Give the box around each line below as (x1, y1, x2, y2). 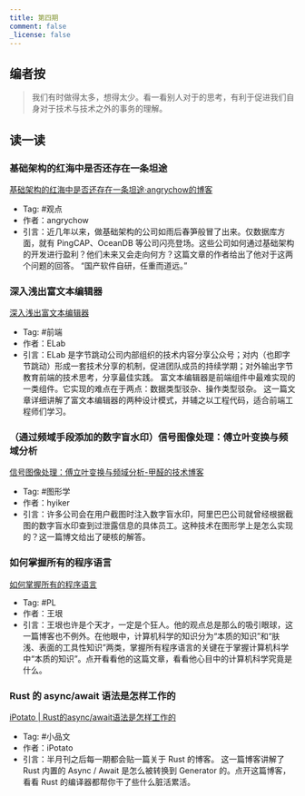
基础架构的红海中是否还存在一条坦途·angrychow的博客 (9, 183, 213, 195)
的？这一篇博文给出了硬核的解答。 (22, 532, 151, 543)
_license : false (9, 30, 71, 39)
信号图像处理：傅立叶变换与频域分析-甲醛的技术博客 (9, 467, 204, 477)
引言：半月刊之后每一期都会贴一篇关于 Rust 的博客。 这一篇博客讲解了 (22, 754, 285, 765)
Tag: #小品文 (22, 732, 71, 742)
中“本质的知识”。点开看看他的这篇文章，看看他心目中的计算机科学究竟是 (22, 653, 293, 663)
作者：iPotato (22, 742, 74, 753)
